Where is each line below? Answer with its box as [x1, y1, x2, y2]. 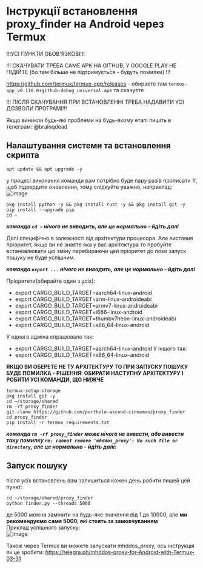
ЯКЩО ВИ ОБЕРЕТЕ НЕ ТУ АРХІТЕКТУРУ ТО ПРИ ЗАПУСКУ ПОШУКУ [6, 363, 188, 370]
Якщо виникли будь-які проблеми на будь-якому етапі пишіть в [6, 117, 171, 124]
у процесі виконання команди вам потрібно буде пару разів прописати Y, [6, 177, 198, 184]
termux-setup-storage [6, 387, 61, 394]
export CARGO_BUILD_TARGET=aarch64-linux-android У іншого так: [15, 345, 187, 352]
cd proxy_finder [6, 414, 47, 420]
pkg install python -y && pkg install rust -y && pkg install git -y [6, 201, 186, 208]
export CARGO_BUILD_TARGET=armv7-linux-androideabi [15, 302, 158, 309]
